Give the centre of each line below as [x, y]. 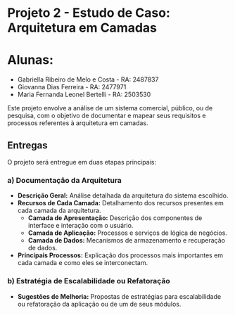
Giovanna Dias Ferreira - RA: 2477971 [72, 87]
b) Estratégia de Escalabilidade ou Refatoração [89, 281]
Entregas [27, 145]
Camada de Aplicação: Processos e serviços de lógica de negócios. [127, 233]
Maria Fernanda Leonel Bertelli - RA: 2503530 [84, 95]
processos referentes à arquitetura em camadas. [78, 123]
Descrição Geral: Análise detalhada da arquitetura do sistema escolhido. [123, 195]
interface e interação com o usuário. [81, 226]
